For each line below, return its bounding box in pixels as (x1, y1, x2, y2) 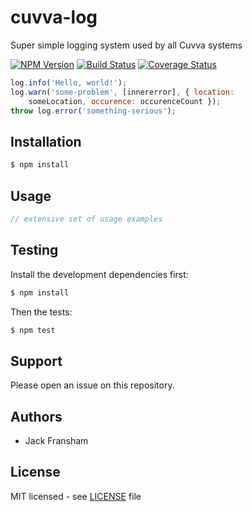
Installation (10, 133, 82, 150)
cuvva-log (10, 6, 98, 29)
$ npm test (10, 325, 56, 335)
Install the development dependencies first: (10, 268, 189, 280)
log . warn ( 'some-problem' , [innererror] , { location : (10, 87, 235, 97)
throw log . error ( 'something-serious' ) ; (10, 106, 177, 116)
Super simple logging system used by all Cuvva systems (10, 39, 243, 51)
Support (10, 352, 63, 370)
